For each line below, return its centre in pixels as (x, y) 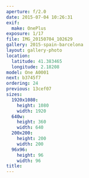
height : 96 (30, 155)
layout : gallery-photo (34, 50)
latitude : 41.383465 (37, 61)
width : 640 (30, 128)
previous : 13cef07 (29, 89)
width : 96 (29, 161)
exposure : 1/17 (25, 34)
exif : (13, 23)
